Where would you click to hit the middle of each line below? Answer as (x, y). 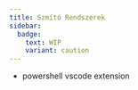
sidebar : (25, 26)
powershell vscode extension (76, 76)
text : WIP (44, 42)
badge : (29, 34)
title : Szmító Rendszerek (57, 17)
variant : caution (57, 51)
